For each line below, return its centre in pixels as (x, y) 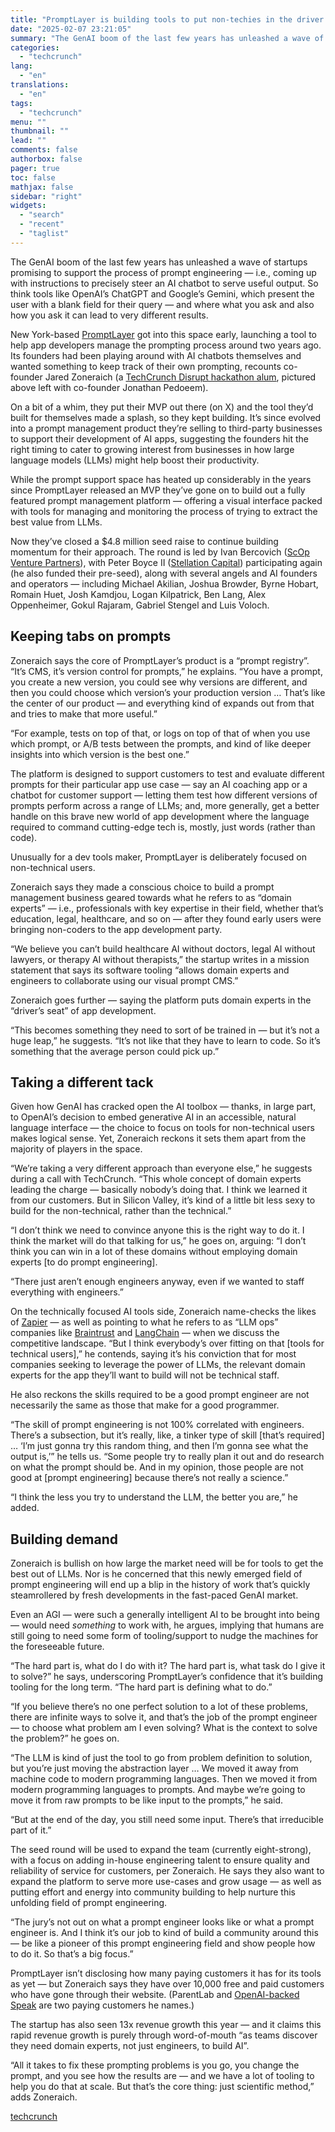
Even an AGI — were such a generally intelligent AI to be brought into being (165, 1615)
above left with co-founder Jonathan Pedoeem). (109, 387)
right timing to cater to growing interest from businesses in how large (152, 449)
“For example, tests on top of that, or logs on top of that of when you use (160, 733)
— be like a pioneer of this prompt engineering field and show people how (163, 1943)
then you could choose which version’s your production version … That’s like (168, 692)
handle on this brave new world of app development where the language (160, 816)
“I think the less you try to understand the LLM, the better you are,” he (154, 1497)
